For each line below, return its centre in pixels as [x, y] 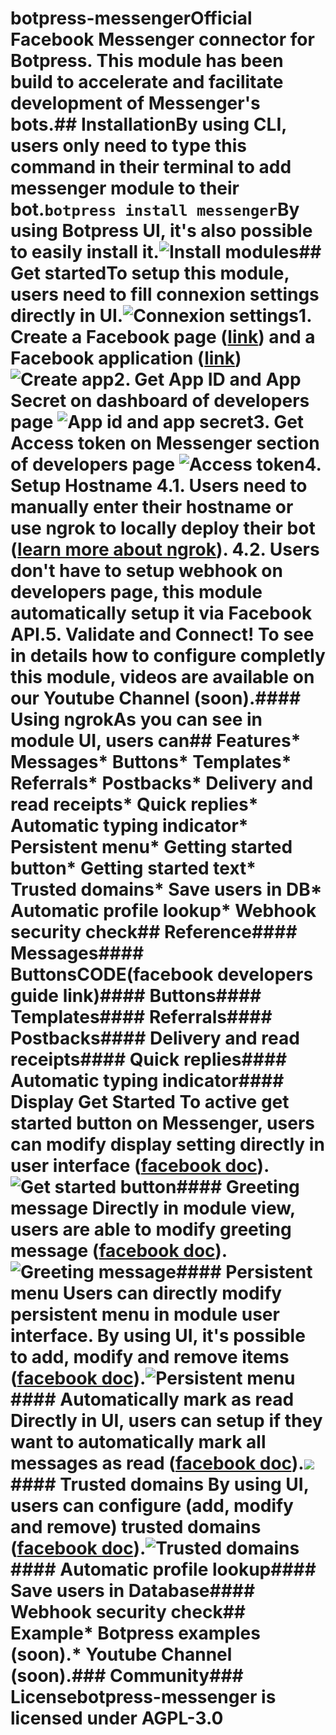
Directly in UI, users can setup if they [166, 1421]
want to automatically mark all [138, 1442]
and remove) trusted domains [136, 1527]
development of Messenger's [135, 103]
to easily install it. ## [166, 252]
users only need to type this [129, 146]
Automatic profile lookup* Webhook [163, 911]
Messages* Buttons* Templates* [151, 762]
